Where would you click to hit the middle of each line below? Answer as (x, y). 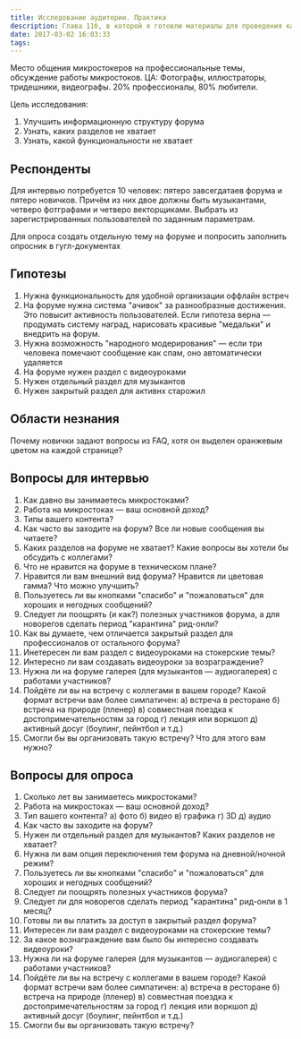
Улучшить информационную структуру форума (113, 122)
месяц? (38, 911)
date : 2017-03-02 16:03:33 (60, 34)
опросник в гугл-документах (66, 246)
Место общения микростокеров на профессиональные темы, (128, 68)
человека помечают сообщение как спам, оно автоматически (142, 352)
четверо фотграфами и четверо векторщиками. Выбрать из (124, 210)
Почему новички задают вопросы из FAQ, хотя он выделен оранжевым (146, 441)
